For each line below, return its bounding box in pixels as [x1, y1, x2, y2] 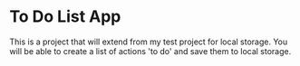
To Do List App [9, 6, 121, 27]
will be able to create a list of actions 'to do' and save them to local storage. [9, 45, 292, 56]
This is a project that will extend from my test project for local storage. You [9, 36, 288, 47]
